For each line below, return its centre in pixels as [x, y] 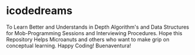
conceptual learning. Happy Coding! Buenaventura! [69, 46]
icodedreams [39, 11]
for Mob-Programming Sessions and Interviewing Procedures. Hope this [94, 33]
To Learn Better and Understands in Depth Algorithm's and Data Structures [98, 27]
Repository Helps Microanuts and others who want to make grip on [88, 39]
